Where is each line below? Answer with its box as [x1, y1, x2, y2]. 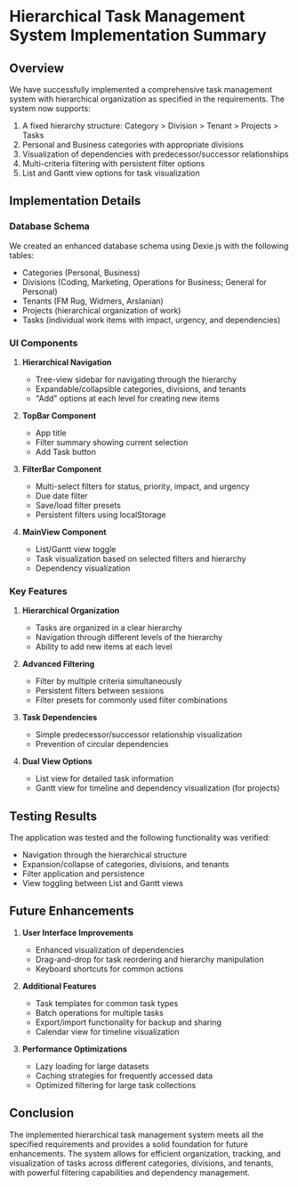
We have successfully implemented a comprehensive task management [9, 85, 273, 94]
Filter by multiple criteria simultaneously [35, 676, 182, 687]
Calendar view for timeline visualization [35, 1026, 180, 1037]
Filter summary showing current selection [35, 436, 189, 447]
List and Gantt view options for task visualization [21, 167, 200, 178]
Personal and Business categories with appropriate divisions [21, 140, 245, 150]
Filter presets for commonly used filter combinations [35, 695, 229, 705]
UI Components [9, 337, 78, 349]
